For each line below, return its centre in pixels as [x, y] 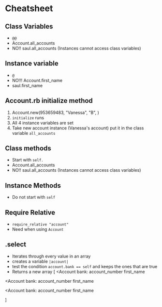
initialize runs [28, 117]
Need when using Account [38, 229]
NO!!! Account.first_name [37, 80]
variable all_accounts [34, 133]
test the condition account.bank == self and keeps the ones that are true [85, 266]
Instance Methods [33, 186]
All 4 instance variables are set [43, 123]
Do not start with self [34, 197]
